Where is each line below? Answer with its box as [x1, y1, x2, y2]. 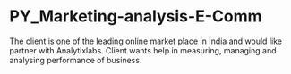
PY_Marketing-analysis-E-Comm [9, 6, 262, 27]
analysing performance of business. [9, 54, 142, 65]
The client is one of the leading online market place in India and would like [9, 36, 282, 46]
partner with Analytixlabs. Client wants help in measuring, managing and [9, 45, 277, 55]
